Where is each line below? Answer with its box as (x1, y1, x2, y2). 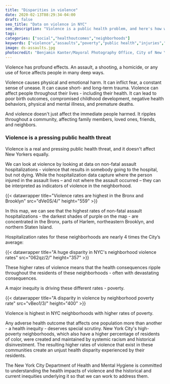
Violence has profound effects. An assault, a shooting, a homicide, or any (5, 64, 158, 70)
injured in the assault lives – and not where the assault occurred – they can (5, 177, 161, 183)
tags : (5, 31, 17, 36)
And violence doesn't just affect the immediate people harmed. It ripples (5, 110, 156, 117)
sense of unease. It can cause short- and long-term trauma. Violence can (5, 84, 158, 91)
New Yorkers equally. (5, 151, 50, 157)
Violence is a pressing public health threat (5, 134, 111, 141)
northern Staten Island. (5, 224, 53, 230)
